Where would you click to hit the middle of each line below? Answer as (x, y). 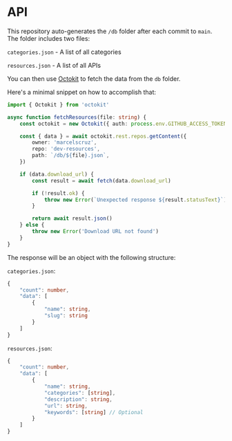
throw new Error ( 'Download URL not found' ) (95, 232)
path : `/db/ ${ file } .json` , (71, 156)
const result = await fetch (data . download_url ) (101, 180)
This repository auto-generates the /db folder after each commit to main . (110, 31)
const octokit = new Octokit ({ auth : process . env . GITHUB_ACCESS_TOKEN (123, 124)
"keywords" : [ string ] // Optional (94, 412)
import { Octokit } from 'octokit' (58, 104)
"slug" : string (66, 316)
